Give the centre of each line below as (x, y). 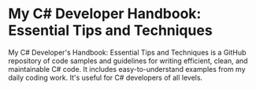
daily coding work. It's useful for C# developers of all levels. (106, 77)
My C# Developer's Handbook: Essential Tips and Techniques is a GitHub (127, 52)
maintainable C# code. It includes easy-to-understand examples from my (127, 69)
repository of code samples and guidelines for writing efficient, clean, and (128, 61)
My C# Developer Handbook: (105, 14)
